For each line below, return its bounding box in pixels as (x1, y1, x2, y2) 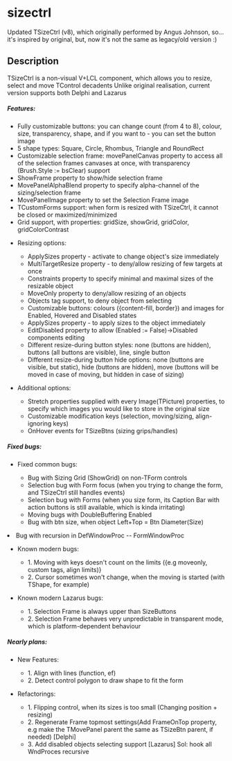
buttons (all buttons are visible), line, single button (27, 348, 170, 356)
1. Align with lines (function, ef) (27, 669, 116, 677)
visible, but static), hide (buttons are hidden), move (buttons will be (27, 362, 219, 371)
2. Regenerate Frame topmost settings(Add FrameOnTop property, (27, 717, 217, 726)
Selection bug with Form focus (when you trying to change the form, (27, 480, 223, 489)
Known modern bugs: (17, 544, 80, 553)
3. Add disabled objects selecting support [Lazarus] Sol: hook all (27, 739, 213, 748)
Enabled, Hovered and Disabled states (27, 311, 137, 319)
